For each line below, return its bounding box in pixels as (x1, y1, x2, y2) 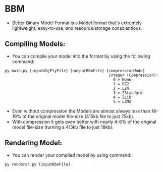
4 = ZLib (113, 94, 132, 100)
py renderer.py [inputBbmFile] (5, 162, 71, 167)
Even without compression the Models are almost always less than (12, 108, 151, 114)
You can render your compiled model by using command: (12, 152, 132, 158)
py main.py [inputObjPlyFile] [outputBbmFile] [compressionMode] (5, 68, 145, 73)
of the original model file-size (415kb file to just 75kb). (22, 113, 135, 119)
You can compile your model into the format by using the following (12, 53, 150, 59)
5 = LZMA (113, 99, 132, 104)
